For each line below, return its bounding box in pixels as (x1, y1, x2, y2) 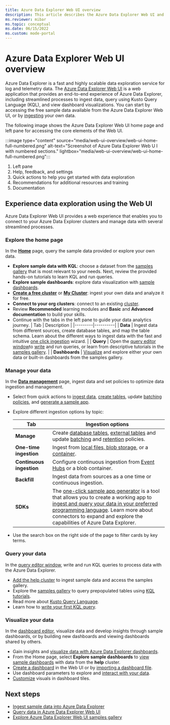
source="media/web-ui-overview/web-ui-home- (56, 137, 158, 143)
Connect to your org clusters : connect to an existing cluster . (12, 301, 140, 307)
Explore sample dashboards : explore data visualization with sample (12, 279, 155, 285)
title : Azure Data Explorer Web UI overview (5, 7, 101, 13)
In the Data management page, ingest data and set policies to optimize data (5, 378, 164, 385)
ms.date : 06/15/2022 (5, 26, 49, 31)
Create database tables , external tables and (52, 430, 156, 437)
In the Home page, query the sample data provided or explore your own (5, 248, 155, 254)
